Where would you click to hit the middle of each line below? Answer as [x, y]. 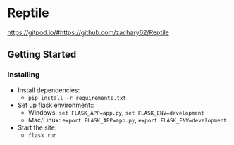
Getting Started [42, 55]
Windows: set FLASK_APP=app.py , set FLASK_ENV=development [116, 112]
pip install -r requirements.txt [77, 98]
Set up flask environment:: [56, 105]
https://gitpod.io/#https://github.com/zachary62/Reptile [88, 32]
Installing [24, 75]
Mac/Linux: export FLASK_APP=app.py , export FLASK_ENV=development [127, 120]
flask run [43, 135]
